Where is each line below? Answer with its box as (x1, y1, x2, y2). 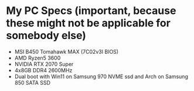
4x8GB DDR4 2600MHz (14, 66, 73, 73)
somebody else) (6, 29, 87, 42)
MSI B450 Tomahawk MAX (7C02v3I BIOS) (14, 48, 119, 55)
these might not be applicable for (6, 16, 171, 30)
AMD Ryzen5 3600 (14, 54, 61, 61)
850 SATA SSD (14, 79, 51, 86)
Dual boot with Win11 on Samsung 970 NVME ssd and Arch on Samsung (14, 73, 189, 80)
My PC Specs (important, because (6, 4, 176, 17)
